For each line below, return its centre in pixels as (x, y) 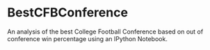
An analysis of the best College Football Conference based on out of (105, 32)
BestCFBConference (68, 13)
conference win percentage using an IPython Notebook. (88, 38)
